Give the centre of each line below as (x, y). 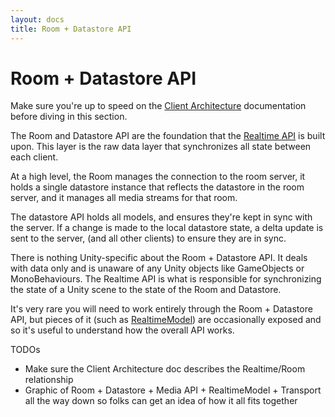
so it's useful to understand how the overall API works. (122, 330)
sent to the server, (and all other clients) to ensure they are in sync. (148, 238)
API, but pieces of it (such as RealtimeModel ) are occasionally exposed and (166, 320)
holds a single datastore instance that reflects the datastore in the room (157, 187)
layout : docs (37, 19)
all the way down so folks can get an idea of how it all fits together (161, 401)
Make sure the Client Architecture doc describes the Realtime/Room (165, 369)
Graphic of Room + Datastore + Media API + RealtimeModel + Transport (173, 390)
